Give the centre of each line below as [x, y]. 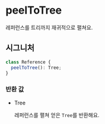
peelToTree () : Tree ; [36, 68]
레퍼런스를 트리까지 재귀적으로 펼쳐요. [49, 27]
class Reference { [28, 62]
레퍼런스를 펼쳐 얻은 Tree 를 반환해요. [57, 115]
